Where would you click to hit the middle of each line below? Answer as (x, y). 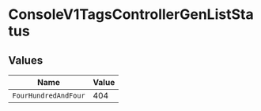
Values (26, 60)
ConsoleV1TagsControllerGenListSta (131, 15)
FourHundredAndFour (49, 96)
